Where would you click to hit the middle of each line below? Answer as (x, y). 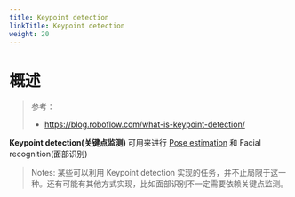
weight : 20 (29, 34)
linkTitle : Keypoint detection (67, 26)
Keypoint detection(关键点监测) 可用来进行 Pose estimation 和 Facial (136, 143)
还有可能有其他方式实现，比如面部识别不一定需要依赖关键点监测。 (167, 184)
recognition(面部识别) (48, 154)
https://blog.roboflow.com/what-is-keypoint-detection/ (145, 124)
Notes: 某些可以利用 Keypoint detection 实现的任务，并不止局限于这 (155, 173)
